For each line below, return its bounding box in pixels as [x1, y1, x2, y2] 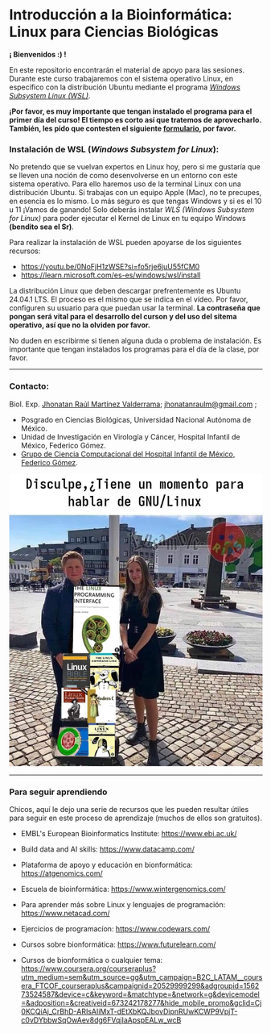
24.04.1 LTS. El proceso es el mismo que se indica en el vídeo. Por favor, [9, 294, 248, 304]
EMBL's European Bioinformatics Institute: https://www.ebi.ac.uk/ [20, 829, 237, 839]
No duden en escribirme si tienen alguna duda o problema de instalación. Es [9, 336, 262, 346]
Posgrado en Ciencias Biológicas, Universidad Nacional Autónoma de [20, 414, 252, 424]
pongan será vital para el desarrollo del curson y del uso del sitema [9, 312, 237, 322]
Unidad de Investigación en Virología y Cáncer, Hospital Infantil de [20, 431, 240, 441]
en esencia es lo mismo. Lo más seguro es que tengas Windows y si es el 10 [9, 196, 262, 206]
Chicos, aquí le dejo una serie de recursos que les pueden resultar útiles [9, 805, 249, 814]
